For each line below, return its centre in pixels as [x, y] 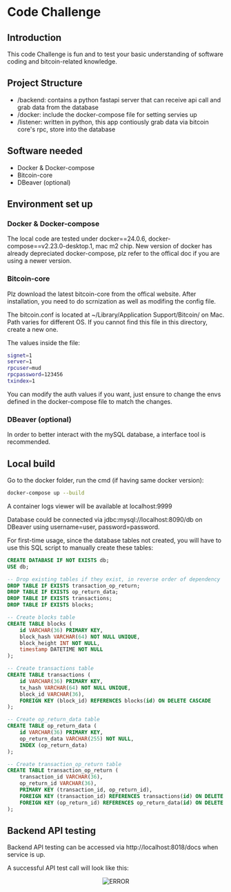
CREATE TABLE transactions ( [49, 675]
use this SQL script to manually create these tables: [80, 548]
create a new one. [33, 329]
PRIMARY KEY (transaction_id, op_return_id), [86, 790]
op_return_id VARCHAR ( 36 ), [58, 783]
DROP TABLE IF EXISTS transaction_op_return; [73, 586]
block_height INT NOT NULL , [60, 643]
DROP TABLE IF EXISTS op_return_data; [63, 592]
